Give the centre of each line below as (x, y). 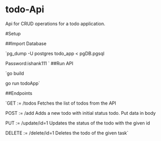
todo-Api (25, 9)
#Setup (13, 33)
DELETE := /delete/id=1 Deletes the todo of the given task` (67, 133)
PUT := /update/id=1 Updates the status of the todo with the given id (78, 123)
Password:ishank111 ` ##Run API (39, 63)
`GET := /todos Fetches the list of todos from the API (61, 103)
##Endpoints (19, 93)
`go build (15, 73)
